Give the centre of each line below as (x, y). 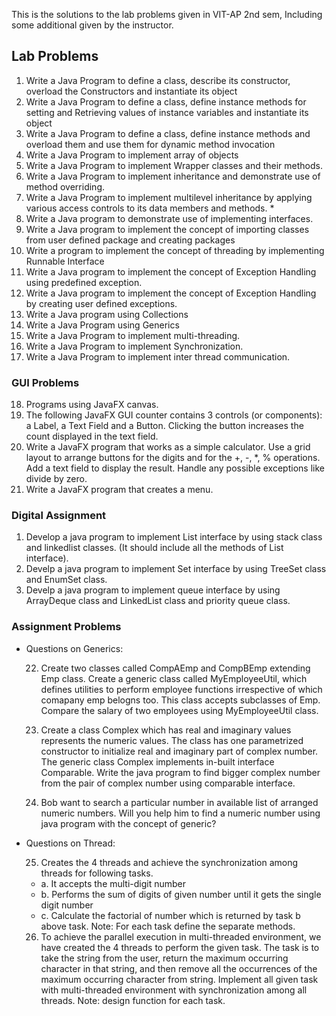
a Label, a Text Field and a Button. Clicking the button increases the (164, 426)
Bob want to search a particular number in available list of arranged (179, 802)
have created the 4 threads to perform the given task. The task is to (180, 947)
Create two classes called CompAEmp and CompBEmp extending (175, 668)
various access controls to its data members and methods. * (150, 208)
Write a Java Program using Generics (102, 325)
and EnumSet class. (66, 580)
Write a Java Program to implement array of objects (132, 155)
